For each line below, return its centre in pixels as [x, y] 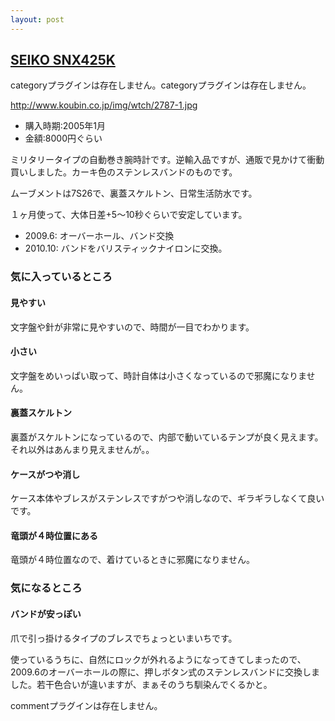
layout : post [37, 19]
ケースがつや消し [45, 474]
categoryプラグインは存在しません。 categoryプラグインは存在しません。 [161, 85]
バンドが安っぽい [46, 613]
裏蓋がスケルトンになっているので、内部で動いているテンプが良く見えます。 [167, 437]
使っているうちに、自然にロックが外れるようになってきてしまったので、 [158, 659]
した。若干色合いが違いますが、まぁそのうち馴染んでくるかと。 [141, 684]
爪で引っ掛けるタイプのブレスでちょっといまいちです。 [124, 638]
